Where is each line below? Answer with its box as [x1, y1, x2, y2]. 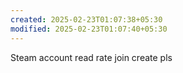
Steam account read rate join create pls [10, 51, 173, 63]
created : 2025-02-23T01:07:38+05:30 [10, 14, 163, 25]
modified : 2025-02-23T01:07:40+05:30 [10, 24, 168, 34]
